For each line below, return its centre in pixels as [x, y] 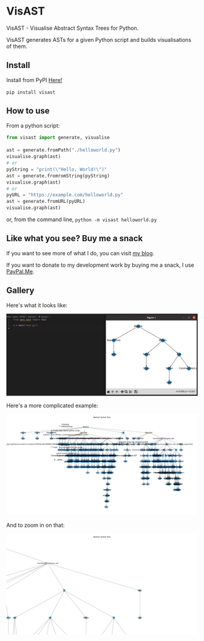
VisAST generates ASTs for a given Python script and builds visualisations [99, 39]
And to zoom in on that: [36, 525]
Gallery [20, 291]
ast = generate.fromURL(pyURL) [46, 202]
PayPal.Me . [20, 271]
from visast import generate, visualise [58, 137]
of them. [17, 46]
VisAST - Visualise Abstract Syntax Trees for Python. [73, 28]
